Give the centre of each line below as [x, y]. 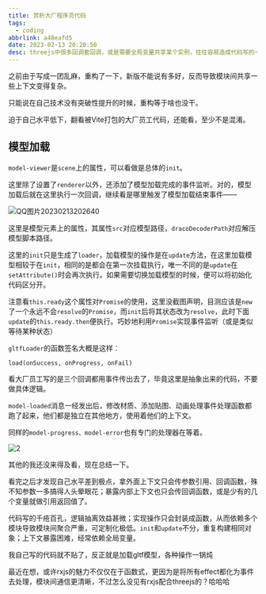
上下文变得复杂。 [43, 86]
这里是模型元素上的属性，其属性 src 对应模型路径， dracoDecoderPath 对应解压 [132, 228]
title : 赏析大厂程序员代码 [47, 15]
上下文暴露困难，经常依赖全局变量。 [81, 538]
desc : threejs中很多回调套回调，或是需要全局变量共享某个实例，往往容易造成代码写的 [131, 52]
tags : [17, 23]
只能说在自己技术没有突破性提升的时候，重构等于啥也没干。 [105, 103]
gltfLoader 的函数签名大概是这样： [64, 348]
